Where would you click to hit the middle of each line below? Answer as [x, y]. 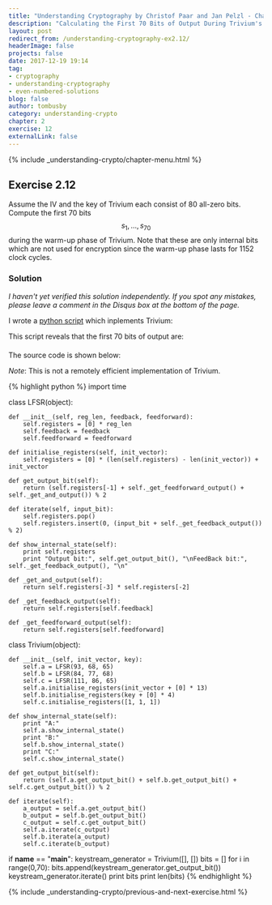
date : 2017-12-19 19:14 [49, 62]
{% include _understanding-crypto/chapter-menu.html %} [105, 160]
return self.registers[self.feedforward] [93, 630]
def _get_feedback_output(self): [65, 601]
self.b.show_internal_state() [74, 745]
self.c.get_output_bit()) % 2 [59, 787]
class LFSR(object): [41, 402]
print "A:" [41, 723]
